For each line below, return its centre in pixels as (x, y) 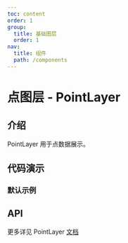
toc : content (26, 14)
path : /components (41, 60)
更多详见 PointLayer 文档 (43, 232)
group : (17, 27)
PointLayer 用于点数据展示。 (49, 144)
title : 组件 (30, 54)
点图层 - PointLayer (64, 97)
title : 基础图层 (36, 34)
